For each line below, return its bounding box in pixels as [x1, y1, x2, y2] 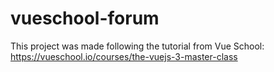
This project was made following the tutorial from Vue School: [10, 40, 265, 52]
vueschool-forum [10, 7, 160, 30]
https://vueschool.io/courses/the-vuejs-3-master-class [10, 50, 238, 62]
